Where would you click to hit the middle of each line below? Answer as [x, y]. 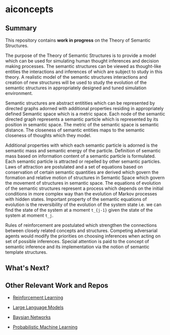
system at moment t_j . [29, 215]
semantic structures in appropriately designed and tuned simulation [76, 88]
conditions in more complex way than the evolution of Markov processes [81, 194]
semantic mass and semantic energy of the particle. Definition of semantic [83, 150]
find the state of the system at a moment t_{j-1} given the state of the [79, 210]
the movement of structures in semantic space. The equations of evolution [83, 183]
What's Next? [27, 268]
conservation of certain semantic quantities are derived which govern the [82, 172]
